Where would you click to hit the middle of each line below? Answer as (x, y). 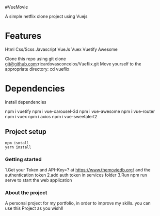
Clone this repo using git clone (36, 59)
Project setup (26, 132)
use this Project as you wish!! (34, 208)
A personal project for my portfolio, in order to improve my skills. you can (78, 203)
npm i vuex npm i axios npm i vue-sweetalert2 (51, 116)
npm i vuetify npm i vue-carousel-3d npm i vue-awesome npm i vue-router (80, 111)
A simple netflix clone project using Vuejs (46, 16)
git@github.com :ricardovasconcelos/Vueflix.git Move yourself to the (73, 64)
